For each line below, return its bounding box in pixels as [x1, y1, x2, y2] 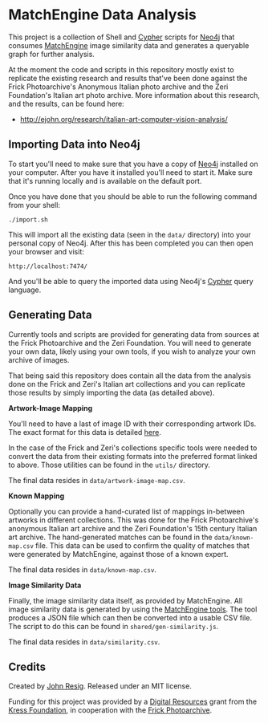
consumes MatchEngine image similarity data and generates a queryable [8, 40, 250, 50]
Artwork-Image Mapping [8, 403, 93, 412]
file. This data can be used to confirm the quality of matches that [35, 540, 250, 550]
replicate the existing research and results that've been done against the [8, 73, 248, 83]
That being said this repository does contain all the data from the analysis [8, 371, 251, 380]
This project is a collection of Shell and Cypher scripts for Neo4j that [8, 32, 235, 42]
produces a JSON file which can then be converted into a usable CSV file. [8, 612, 253, 623]
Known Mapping [8, 491, 65, 501]
